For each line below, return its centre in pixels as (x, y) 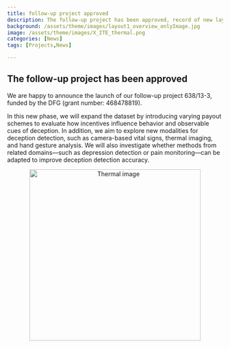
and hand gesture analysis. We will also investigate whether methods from (112, 145)
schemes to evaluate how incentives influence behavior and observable (108, 123)
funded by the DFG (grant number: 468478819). (75, 103)
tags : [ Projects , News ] (39, 45)
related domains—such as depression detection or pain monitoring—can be (114, 152)
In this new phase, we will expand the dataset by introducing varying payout (114, 116)
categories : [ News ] (35, 39)
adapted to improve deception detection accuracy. (78, 160)
